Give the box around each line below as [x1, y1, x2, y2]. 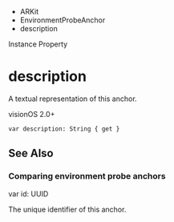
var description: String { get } [8, 124, 120, 133]
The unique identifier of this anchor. [8, 204, 127, 214]
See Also [8, 147, 54, 160]
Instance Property [8, 39, 68, 49]
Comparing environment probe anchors [8, 171, 166, 182]
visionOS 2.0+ [8, 109, 55, 119]
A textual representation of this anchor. [8, 94, 138, 103]
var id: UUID [8, 188, 49, 199]
